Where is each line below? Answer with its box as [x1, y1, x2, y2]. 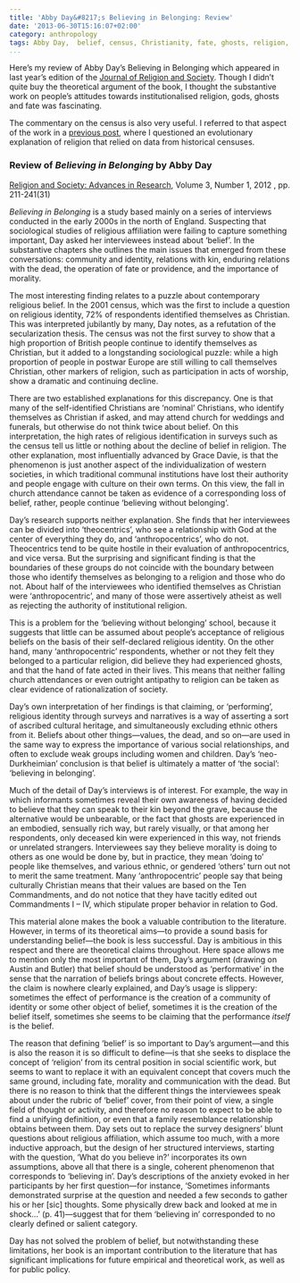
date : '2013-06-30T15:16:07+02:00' [9, 21, 142, 30]
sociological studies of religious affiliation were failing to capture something [9, 225, 287, 236]
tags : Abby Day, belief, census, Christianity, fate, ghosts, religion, [9, 38, 290, 47]
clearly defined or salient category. [9, 1218, 138, 1228]
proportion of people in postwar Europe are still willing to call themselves [9, 356, 278, 367]
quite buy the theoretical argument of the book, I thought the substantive [9, 81, 277, 92]
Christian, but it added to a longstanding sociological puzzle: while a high [9, 347, 279, 357]
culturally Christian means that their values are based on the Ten [9, 879, 247, 890]
